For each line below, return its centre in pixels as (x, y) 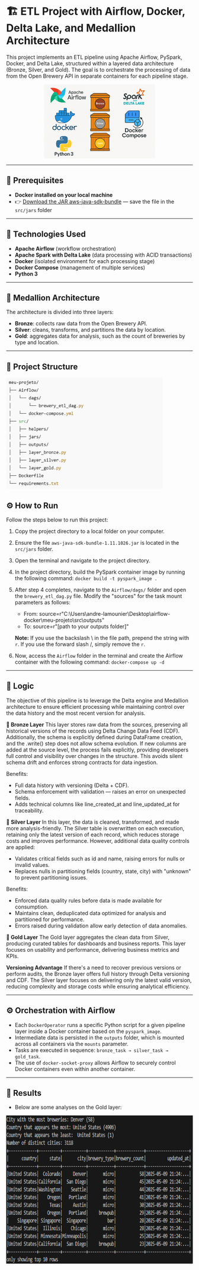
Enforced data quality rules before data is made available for (88, 900)
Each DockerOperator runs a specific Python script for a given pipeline (100, 1025)
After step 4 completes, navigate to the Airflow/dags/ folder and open (100, 590)
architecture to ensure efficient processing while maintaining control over (95, 706)
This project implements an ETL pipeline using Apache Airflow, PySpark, (94, 57)
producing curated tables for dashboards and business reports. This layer (96, 943)
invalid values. (32, 865)
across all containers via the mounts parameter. (72, 1044)
